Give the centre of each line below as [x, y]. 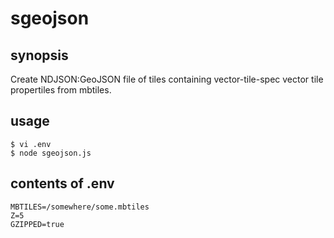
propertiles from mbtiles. [61, 90]
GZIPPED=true [37, 224]
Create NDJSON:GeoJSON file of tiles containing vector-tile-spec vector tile [167, 79]
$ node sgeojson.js [51, 153]
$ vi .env [31, 144]
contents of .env [62, 183]
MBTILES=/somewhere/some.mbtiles [80, 207]
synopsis [39, 55]
